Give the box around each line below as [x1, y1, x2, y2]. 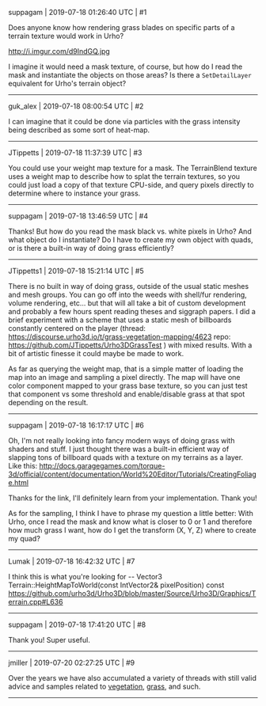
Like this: [8, 461, 38, 470]
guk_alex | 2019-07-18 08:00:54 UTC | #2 [8, 101, 144, 111]
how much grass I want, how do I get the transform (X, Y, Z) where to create [8, 526, 256, 534]
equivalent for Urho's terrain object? [8, 79, 127, 88]
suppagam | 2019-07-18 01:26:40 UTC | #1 [8, 8, 147, 17]
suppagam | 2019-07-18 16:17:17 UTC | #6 [8, 420, 144, 430]
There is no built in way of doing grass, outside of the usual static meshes [8, 282, 249, 290]
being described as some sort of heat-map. [8, 125, 150, 135]
